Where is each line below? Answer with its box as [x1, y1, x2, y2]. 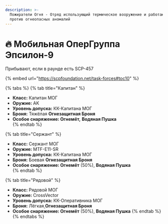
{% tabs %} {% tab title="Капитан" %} [5, 85, 85, 91]
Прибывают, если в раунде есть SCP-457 [5, 66, 94, 72]
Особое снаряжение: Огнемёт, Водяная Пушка [12, 116, 116, 122]
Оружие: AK [12, 100, 39, 106]
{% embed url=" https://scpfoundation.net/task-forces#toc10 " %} [5, 76, 139, 82]
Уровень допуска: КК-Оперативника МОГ [12, 197, 103, 203]
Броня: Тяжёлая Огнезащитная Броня [12, 111, 95, 117]
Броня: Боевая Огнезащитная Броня [12, 157, 92, 163]
